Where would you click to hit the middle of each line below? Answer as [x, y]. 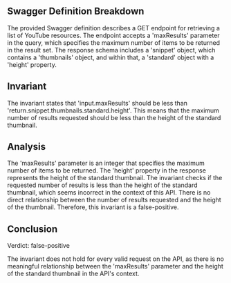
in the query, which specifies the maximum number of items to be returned [113, 42]
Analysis [27, 147]
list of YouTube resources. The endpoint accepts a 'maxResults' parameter [113, 35]
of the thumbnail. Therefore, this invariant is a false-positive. [93, 207]
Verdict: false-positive [39, 246]
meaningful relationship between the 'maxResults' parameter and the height [115, 266]
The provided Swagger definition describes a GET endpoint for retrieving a [113, 28]
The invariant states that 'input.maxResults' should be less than [98, 103]
